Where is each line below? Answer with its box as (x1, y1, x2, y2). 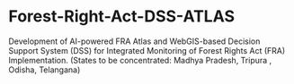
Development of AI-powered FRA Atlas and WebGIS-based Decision (8, 36, 261, 46)
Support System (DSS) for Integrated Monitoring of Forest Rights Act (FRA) (8, 45, 286, 55)
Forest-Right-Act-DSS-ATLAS (8, 6, 236, 27)
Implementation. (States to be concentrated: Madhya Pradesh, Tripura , (8, 55, 272, 65)
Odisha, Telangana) (8, 64, 81, 75)
